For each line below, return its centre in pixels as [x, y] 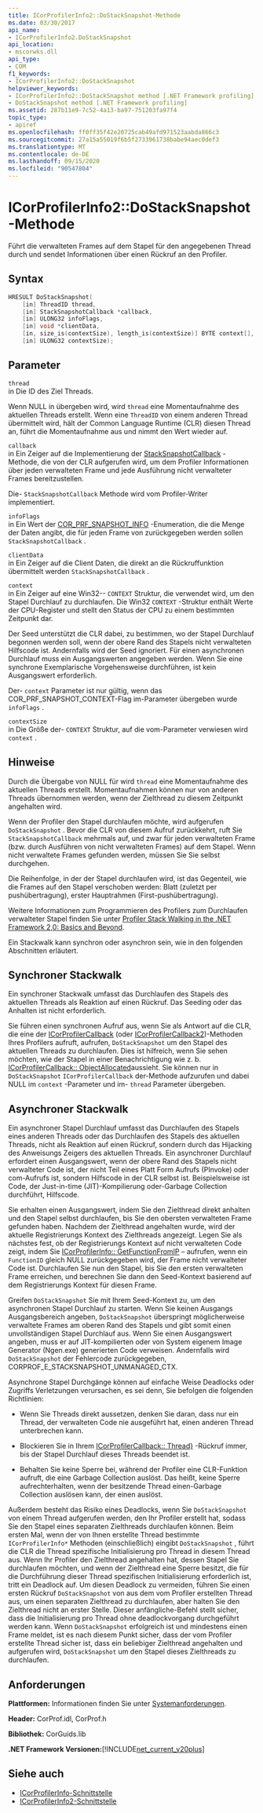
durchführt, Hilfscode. [44, 1195]
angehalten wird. [35, 806]
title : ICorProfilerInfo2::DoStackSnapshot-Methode [94, 15]
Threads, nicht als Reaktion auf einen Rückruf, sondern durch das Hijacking [130, 1145]
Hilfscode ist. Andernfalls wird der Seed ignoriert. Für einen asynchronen [126, 650]
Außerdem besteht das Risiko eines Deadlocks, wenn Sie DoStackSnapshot [128, 1510]
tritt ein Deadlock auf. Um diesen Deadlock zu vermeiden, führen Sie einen [129, 1585]
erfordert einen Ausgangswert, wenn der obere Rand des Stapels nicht [122, 1161]
